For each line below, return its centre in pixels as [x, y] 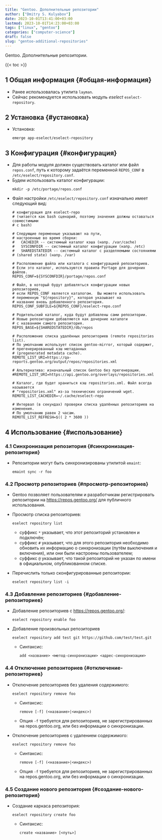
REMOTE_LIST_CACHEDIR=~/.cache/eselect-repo [58, 396]
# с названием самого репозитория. [48, 323]
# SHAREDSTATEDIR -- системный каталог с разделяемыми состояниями [84, 251]
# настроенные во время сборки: [45, 238]
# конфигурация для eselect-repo [46, 213]
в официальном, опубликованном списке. [63, 563]
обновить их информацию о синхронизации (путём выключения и [88, 548]
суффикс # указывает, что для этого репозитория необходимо [84, 543]
